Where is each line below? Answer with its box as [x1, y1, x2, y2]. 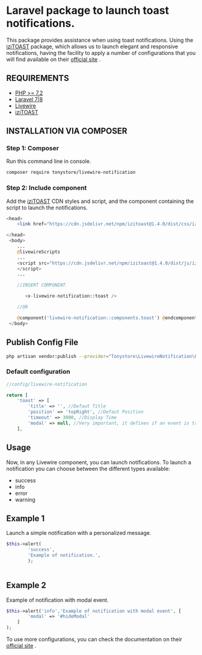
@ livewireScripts [17, 249, 61, 255]
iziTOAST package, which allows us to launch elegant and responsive [6, 43, 179, 50]
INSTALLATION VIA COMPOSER [6, 126, 127, 136]
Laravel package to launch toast [6, 4, 170, 18]
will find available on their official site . [6, 56, 101, 63]
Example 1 [6, 513, 45, 523]
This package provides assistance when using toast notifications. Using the [6, 36, 194, 43]
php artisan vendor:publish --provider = [6, 353, 109, 359]
